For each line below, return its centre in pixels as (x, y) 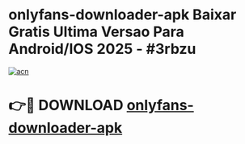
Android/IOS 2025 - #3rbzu (102, 49)
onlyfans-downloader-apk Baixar (122, 15)
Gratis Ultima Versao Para (96, 32)
